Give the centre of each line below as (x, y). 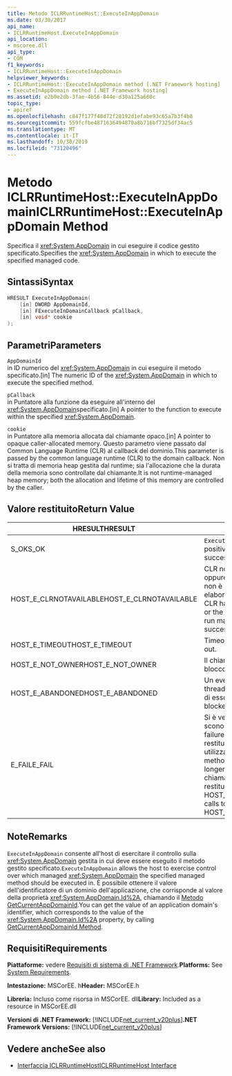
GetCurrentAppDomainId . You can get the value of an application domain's (113, 905)
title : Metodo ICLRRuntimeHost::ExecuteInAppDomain (83, 13)
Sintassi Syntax (40, 282)
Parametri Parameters (54, 345)
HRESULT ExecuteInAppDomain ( (49, 298)
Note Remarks (37, 837)
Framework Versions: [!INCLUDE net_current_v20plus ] (85, 1027)
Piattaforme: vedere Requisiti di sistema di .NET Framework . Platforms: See (115, 965)
